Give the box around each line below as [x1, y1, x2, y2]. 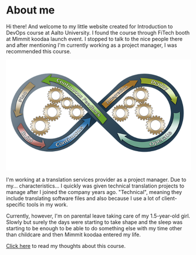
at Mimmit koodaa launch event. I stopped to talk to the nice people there [6, 35, 183, 42]
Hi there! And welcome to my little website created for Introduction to [6, 23, 173, 30]
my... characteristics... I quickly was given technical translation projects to [6, 182, 185, 189]
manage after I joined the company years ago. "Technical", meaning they [6, 189, 183, 196]
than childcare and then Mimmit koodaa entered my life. [6, 231, 141, 238]
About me [6, 4, 55, 17]
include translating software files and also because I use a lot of [6, 195, 160, 202]
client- [161, 195, 177, 202]
